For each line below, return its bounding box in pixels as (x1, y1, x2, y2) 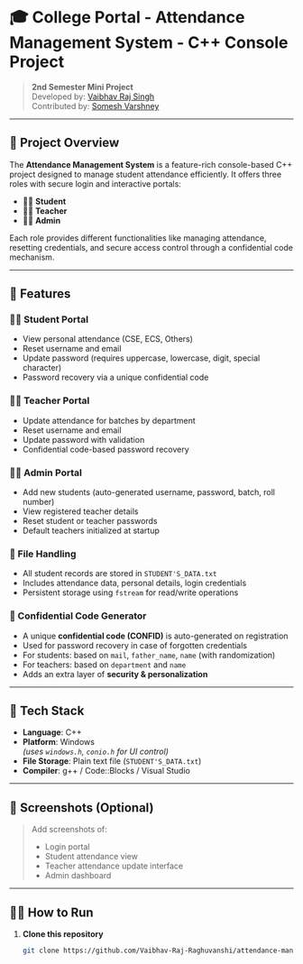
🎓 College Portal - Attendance (9, 7, 245, 28)
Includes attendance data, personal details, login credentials (22, 578, 247, 589)
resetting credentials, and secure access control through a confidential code (9, 242, 293, 252)
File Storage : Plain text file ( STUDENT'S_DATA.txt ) (22, 756, 202, 767)
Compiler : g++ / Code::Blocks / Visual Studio (22, 766, 191, 776)
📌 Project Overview (9, 135, 120, 151)
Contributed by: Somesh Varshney (31, 100, 160, 111)
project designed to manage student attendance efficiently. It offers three (9, 169, 282, 179)
